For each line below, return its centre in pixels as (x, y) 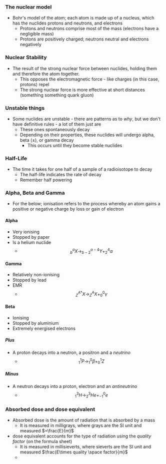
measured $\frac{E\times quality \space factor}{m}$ (74, 452)
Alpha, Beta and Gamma (35, 193)
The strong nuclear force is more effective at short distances (82, 90)
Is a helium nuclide (32, 242)
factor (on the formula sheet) (42, 441)
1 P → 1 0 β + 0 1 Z (92, 361)
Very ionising (26, 232)
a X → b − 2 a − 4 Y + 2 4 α (92, 251)
